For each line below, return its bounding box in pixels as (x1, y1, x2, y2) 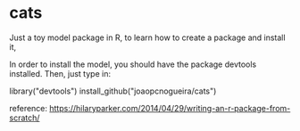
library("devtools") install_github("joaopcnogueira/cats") (9, 86, 217, 96)
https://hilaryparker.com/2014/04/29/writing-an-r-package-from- (48, 102, 291, 113)
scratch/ (9, 112, 40, 123)
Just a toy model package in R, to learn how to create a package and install (9, 32, 286, 43)
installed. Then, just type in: (9, 68, 112, 78)
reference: (9, 102, 47, 113)
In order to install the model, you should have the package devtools (9, 59, 257, 70)
